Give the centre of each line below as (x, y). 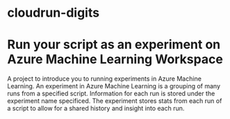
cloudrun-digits (53, 13)
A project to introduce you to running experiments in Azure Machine (104, 79)
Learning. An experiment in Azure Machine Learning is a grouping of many (114, 86)
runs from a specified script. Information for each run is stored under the (111, 94)
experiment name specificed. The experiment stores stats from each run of (115, 101)
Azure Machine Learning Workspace (115, 59)
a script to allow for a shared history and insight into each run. (96, 109)
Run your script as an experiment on (114, 45)
